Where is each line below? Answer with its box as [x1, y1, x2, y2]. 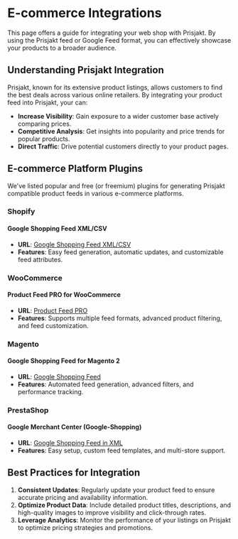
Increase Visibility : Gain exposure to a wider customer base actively [17, 111, 219, 120]
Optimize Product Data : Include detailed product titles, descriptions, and [17, 501, 232, 509]
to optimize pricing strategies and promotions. [17, 523, 153, 532]
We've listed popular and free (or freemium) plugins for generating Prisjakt [7, 181, 225, 190]
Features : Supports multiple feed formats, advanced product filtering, [17, 314, 222, 322]
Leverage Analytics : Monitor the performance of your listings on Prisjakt [17, 516, 231, 524]
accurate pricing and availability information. [17, 493, 148, 501]
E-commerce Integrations [7, 5, 162, 21]
